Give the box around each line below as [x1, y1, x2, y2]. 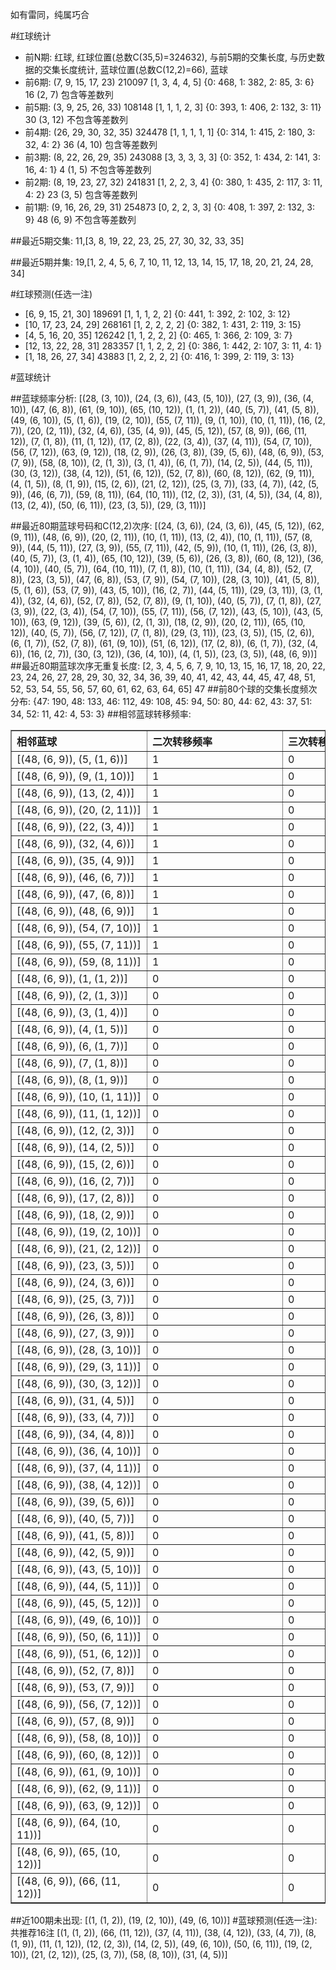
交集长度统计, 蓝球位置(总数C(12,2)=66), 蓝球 [42, 64, 228, 75]
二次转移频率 [152, 735, 213, 748]
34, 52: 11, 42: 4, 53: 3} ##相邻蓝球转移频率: [10, 708, 192, 720]
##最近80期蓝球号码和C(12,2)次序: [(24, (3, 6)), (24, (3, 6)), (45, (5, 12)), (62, [10, 520, 325, 532]
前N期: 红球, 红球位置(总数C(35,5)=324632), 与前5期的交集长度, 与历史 [24, 51, 317, 63]
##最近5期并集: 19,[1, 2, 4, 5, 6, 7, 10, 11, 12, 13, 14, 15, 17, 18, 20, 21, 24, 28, [10, 256, 314, 268]
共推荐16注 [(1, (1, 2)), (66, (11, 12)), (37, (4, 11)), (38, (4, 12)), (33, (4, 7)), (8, [10, 1927, 317, 1938]
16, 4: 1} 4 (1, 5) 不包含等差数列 [24, 164, 152, 175]
